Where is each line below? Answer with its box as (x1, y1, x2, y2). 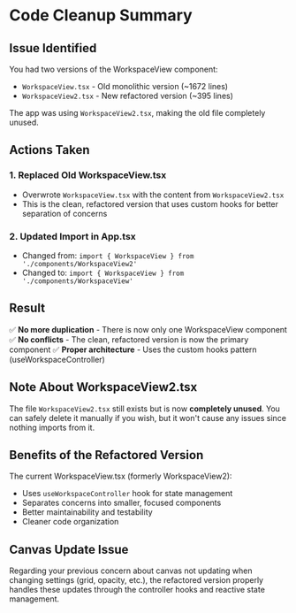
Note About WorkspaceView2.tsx (9, 379, 198, 395)
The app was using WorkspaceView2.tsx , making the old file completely (9, 108, 266, 118)
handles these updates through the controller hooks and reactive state (9, 585, 265, 595)
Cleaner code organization (21, 517, 119, 527)
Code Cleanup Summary (9, 5, 193, 26)
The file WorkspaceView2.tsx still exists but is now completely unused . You (9, 403, 281, 414)
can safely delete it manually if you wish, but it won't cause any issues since (9, 412, 287, 423)
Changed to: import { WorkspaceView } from (21, 267, 185, 278)
